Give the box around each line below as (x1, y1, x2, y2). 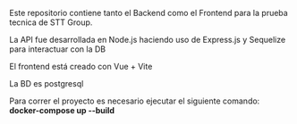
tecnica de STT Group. (9, 17, 93, 28)
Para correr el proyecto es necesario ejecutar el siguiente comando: (9, 95, 260, 106)
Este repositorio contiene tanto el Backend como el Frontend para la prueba (9, 8, 288, 18)
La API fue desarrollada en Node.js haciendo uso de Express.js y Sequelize (9, 35, 286, 45)
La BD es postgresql (9, 79, 84, 88)
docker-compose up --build (9, 105, 115, 115)
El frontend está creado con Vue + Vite (9, 62, 153, 71)
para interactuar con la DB (9, 44, 106, 54)
